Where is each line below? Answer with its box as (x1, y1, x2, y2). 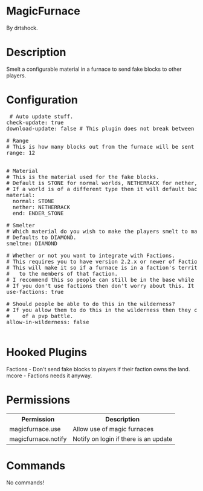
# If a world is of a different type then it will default (6, 186, 185, 192)
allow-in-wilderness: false (6, 319, 89, 325)
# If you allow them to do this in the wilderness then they (6, 307, 192, 313)
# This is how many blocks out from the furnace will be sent (6, 143, 195, 150)
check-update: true (6, 119, 64, 126)
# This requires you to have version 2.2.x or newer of (6, 258, 175, 265)
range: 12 (6, 149, 35, 156)
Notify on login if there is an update (72, 434, 173, 443)
